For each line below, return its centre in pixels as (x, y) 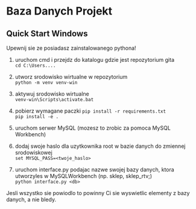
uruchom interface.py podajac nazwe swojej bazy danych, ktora (95, 170)
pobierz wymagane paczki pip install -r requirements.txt (90, 111)
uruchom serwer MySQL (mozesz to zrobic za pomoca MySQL (93, 128)
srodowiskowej (33, 152)
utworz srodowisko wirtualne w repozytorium (71, 77)
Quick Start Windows (47, 34)
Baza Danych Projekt (59, 11)
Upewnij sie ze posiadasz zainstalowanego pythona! (71, 48)
